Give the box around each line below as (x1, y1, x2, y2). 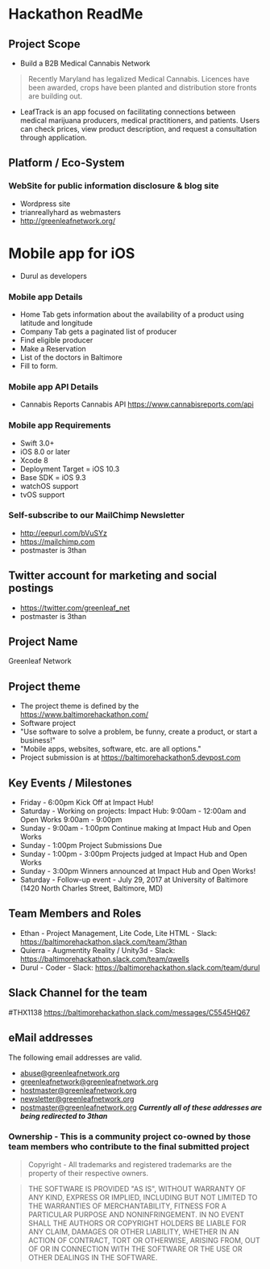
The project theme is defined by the (19, 701, 139, 711)
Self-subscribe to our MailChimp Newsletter (8, 510, 185, 521)
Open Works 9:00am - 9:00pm (19, 815, 123, 824)
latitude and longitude (19, 318, 93, 327)
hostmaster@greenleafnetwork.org (19, 1085, 137, 1095)
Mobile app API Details (8, 381, 99, 392)
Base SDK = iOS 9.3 (19, 472, 86, 482)
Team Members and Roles (8, 907, 142, 921)
